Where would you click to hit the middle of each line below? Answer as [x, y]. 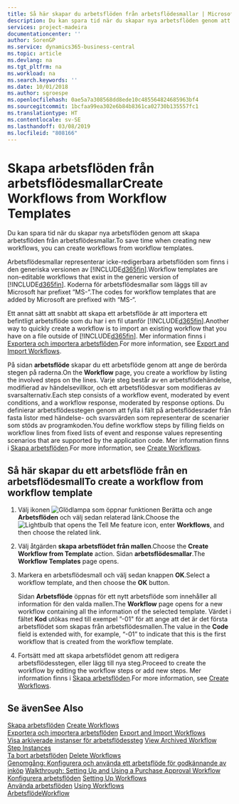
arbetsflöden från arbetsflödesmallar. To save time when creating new [109, 241]
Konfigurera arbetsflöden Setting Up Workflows [77, 778]
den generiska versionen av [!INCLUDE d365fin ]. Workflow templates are [113, 269]
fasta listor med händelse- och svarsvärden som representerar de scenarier [118, 418]
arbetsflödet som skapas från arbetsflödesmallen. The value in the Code [123, 627]
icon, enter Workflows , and [184, 525]
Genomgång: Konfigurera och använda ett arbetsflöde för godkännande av [117, 763]
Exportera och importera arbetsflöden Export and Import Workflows [107, 732]
